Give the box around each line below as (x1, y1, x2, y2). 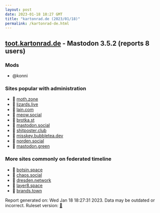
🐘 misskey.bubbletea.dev (12, 133, 64, 139)
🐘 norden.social (12, 138, 44, 144)
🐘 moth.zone (12, 96, 38, 102)
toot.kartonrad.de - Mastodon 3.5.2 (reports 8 (5, 39, 150, 47)
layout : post (5, 7, 32, 12)
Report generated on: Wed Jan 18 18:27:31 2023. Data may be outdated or (5, 197, 155, 203)
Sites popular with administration (5, 85, 87, 91)
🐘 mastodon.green (12, 143, 50, 149)
